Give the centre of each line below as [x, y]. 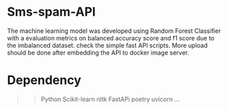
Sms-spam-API [52, 12]
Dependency [44, 80]
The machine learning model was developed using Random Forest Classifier [114, 31]
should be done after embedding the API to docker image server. [98, 53]
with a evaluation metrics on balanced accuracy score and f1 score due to [111, 38]
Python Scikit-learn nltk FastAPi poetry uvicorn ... [110, 99]
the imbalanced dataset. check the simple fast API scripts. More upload [108, 45]
